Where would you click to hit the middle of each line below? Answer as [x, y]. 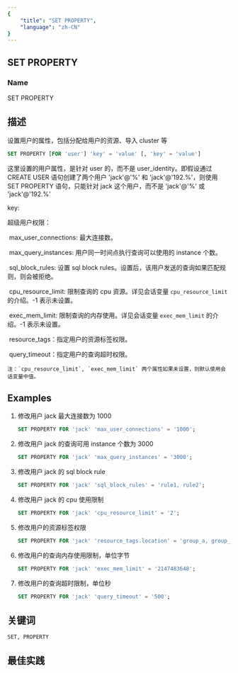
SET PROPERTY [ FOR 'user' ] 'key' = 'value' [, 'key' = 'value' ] [104, 154]
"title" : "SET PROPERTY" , [58, 21]
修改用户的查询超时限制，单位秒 [64, 583]
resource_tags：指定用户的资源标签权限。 [70, 339]
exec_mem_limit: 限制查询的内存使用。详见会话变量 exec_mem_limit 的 [110, 315]
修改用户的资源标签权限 [52, 527]
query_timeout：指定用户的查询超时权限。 [70, 354]
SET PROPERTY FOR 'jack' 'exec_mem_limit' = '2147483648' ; [107, 569]
